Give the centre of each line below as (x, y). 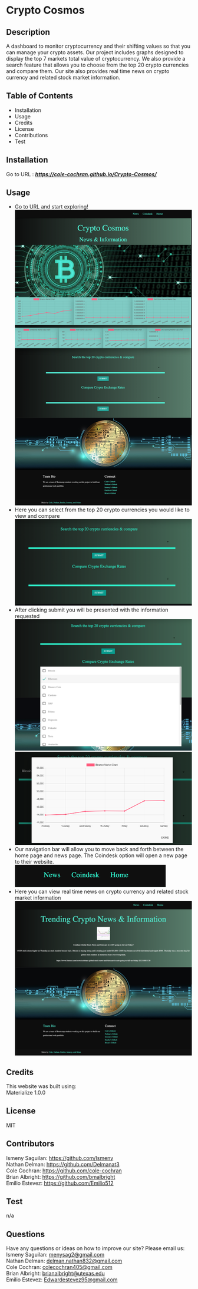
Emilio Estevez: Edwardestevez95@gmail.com (62, 1280)
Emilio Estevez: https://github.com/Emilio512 (60, 1183)
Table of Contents (40, 96)
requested (27, 616)
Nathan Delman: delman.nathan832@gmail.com (64, 1261)
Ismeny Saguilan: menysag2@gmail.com (55, 1255)
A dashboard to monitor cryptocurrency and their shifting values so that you (98, 46)
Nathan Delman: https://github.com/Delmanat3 (63, 1164)
